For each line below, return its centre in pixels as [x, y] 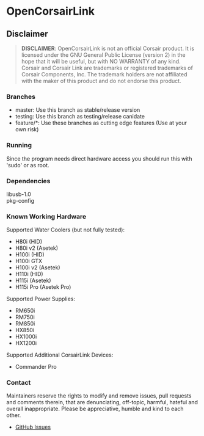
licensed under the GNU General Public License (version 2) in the [103, 55]
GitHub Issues [33, 427]
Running [19, 145]
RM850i [25, 324]
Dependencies [28, 181]
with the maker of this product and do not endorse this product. [101, 81]
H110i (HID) [29, 274]
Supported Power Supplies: [41, 299]
